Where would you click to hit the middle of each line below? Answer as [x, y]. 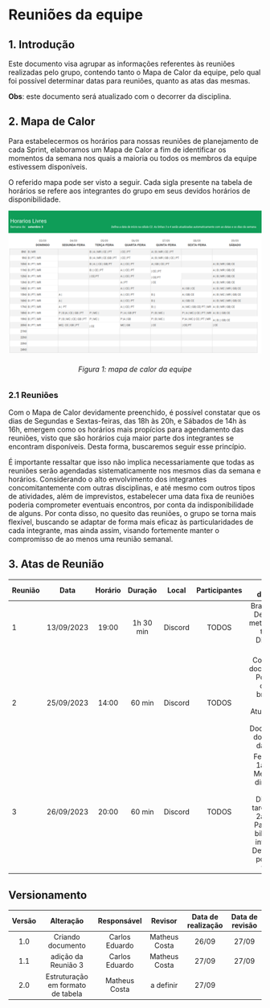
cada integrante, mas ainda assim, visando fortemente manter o [114, 530]
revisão [245, 925]
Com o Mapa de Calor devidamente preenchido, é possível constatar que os [135, 412]
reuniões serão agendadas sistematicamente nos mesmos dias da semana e [135, 470]
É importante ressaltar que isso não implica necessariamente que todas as [131, 462]
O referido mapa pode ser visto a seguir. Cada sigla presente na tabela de [131, 182]
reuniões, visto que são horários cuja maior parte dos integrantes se [121, 438]
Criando [67, 937]
